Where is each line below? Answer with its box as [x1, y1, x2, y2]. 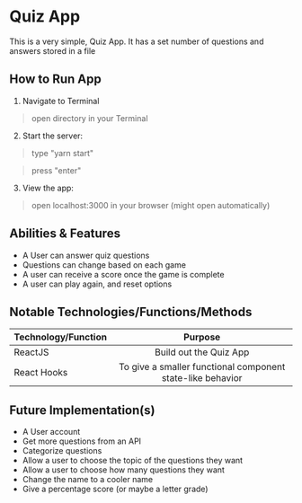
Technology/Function [13, 331, 108, 343]
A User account [22, 427, 81, 437]
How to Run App [9, 72, 102, 87]
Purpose [183, 331, 221, 343]
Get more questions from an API [22, 436, 142, 446]
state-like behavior [161, 372, 243, 384]
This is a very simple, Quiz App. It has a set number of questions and [9, 36, 264, 47]
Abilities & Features [9, 226, 121, 242]
